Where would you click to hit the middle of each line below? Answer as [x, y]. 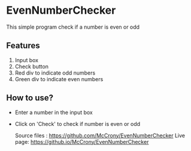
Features [23, 46]
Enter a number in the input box [54, 112]
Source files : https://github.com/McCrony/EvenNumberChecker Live [100, 135]
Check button [32, 66]
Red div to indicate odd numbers [55, 73]
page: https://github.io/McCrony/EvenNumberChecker [82, 141]
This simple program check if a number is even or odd [73, 27]
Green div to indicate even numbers [59, 79]
